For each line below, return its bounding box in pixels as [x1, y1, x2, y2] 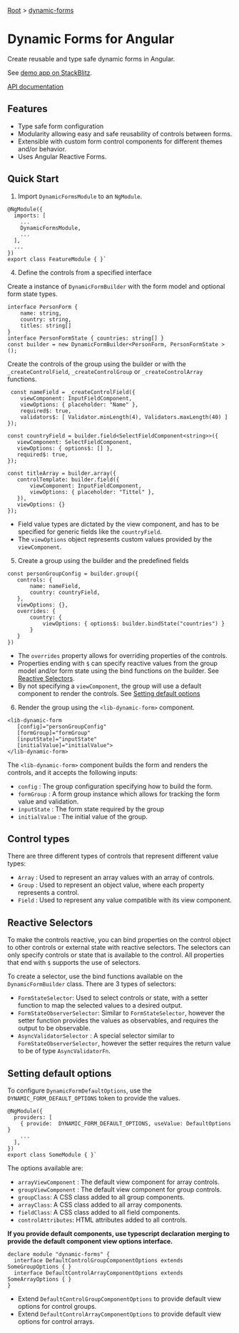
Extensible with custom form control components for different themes [17, 137, 223, 146]
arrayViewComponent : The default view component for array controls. [17, 1177, 220, 1186]
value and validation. [17, 797, 79, 806]
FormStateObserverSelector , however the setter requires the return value [17, 1039, 231, 1048]
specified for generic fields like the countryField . [17, 527, 163, 536]
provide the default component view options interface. [7, 1237, 173, 1245]
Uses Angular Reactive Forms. [17, 152, 107, 161]
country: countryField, [29, 589, 101, 596]
